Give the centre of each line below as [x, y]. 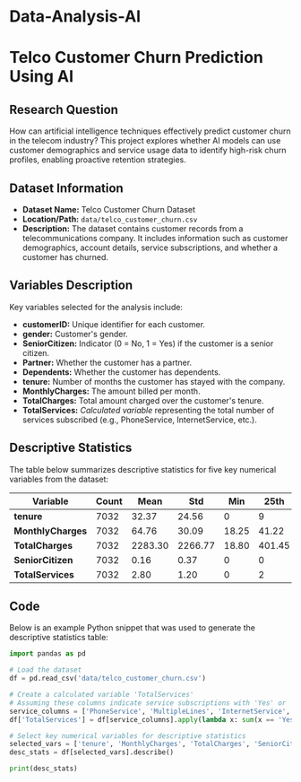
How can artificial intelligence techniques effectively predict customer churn [150, 131]
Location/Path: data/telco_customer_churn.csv [110, 219]
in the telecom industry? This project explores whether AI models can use [145, 141]
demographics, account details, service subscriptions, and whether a [150, 248]
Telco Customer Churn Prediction [137, 58]
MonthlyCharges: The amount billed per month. [111, 391]
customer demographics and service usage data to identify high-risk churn [148, 151]
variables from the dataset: [59, 479]
